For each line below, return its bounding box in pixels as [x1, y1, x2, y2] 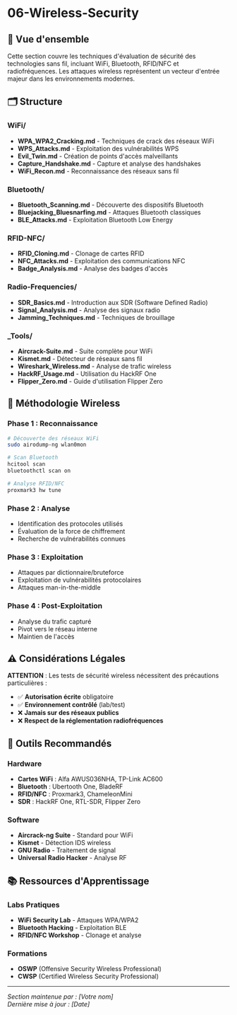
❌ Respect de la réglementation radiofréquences [17, 716, 164, 725]
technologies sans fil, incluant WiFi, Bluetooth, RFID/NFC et [7, 59, 179, 68]
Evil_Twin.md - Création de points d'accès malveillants [17, 151, 178, 160]
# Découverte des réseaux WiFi [7, 435, 99, 442]
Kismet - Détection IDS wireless [17, 839, 111, 847]
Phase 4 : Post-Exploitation [7, 601, 103, 611]
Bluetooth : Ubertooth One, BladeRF [17, 782, 123, 791]
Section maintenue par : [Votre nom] [7, 992, 114, 1001]
